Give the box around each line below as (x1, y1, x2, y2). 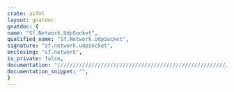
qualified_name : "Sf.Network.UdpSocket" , (7, 36, 130, 43)
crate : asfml (7, 10, 45, 17)
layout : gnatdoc (7, 17, 54, 24)
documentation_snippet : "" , (7, 68, 89, 75)
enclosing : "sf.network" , (7, 49, 82, 56)
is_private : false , (7, 55, 64, 62)
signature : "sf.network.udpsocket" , (7, 42, 114, 49)
